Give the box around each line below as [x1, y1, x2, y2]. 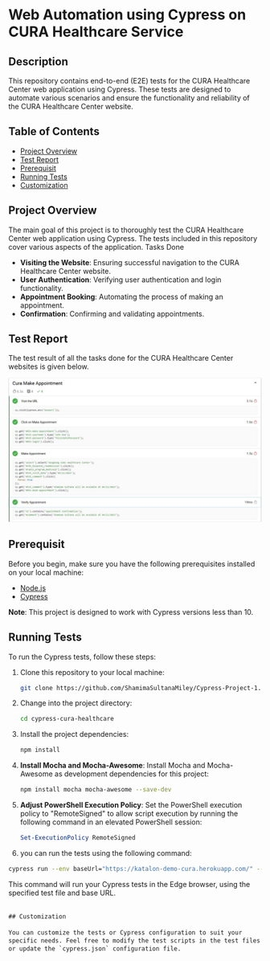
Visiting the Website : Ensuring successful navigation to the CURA [19, 257, 239, 267]
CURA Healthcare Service [8, 22, 184, 41]
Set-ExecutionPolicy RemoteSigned [19, 834, 136, 842]
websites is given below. [8, 362, 90, 371]
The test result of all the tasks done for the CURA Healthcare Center [8, 354, 234, 363]
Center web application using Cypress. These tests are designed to [8, 84, 231, 94]
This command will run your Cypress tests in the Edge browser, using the [8, 879, 251, 889]
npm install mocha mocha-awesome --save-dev [19, 786, 172, 794]
